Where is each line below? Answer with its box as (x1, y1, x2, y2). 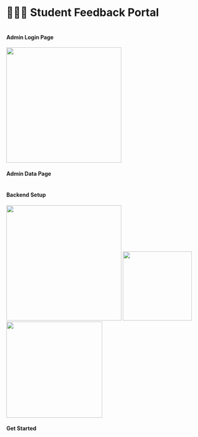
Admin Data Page (6, 170, 51, 177)
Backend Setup (6, 191, 46, 199)
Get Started (6, 425, 37, 432)
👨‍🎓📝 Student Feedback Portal (6, 6, 159, 20)
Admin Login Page (6, 33, 54, 41)
